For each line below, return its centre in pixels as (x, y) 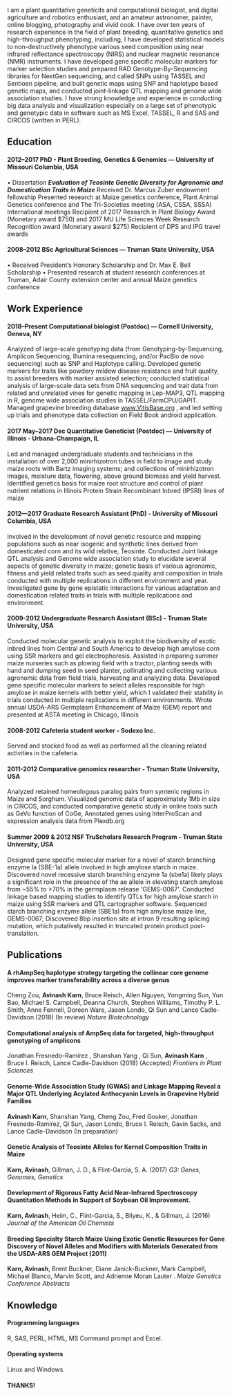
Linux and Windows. (36, 1369)
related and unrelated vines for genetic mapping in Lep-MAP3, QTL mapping (116, 393)
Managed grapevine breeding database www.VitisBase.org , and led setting (115, 408)
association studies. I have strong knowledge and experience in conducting (115, 98)
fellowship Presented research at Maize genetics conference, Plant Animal (113, 197)
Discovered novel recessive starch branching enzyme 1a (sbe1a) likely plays (115, 874)
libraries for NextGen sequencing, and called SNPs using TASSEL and (106, 76)
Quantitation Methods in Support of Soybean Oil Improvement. (99, 1200)
